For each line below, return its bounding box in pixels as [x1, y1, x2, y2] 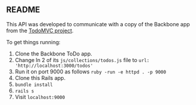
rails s [14, 88, 34, 94]
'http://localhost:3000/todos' [14, 63, 94, 69]
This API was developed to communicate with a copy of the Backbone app [6, 20, 190, 27]
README [6, 5, 40, 15]
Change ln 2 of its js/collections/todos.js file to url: [14, 56, 150, 63]
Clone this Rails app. [14, 74, 66, 81]
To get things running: [6, 38, 61, 45]
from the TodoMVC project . [6, 27, 74, 34]
